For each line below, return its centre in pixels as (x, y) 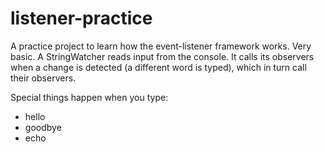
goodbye (43, 127)
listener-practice (81, 18)
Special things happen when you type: (89, 97)
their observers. (43, 78)
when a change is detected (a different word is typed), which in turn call (158, 67)
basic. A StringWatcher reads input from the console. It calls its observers (162, 56)
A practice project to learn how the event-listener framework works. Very (161, 46)
